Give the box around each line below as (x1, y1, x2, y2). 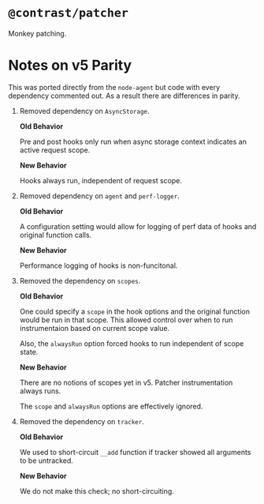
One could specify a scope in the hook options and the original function (19, 307, 251, 316)
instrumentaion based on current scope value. (19, 323, 170, 333)
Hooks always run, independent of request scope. (19, 175, 183, 185)
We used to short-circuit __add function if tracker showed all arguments (19, 447, 251, 457)
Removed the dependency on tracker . (19, 416, 144, 426)
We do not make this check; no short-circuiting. (19, 486, 175, 495)
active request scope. (19, 145, 91, 155)
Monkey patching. (8, 28, 67, 38)
